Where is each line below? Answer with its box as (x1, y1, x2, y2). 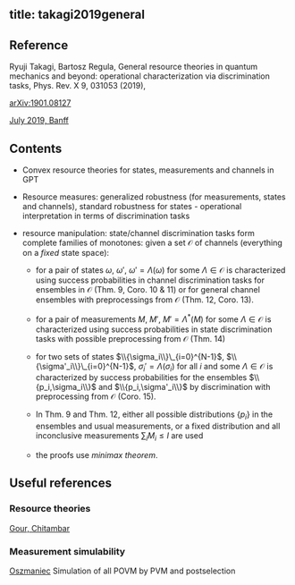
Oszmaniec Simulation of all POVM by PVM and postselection (9, 565, 236, 576)
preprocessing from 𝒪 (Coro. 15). (35, 391, 156, 402)
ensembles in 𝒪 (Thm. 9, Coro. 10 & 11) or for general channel (35, 284, 261, 295)
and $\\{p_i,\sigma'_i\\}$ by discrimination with (97, 382, 271, 393)
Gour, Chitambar (9, 522, 70, 533)
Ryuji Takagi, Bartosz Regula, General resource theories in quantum (9, 62, 258, 72)
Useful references (9, 476, 112, 491)
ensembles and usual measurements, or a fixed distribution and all (35, 420, 281, 432)
